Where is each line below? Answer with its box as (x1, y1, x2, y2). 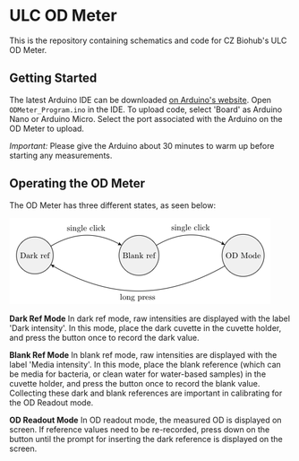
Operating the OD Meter (9, 176, 146, 191)
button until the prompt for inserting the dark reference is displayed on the (9, 433, 284, 444)
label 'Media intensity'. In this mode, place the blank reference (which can (9, 359, 282, 370)
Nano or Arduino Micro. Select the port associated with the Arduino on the (9, 113, 283, 124)
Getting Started (9, 71, 98, 86)
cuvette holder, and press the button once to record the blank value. (9, 378, 261, 388)
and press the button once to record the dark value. (9, 332, 200, 343)
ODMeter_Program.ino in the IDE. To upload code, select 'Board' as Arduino (9, 104, 283, 115)
